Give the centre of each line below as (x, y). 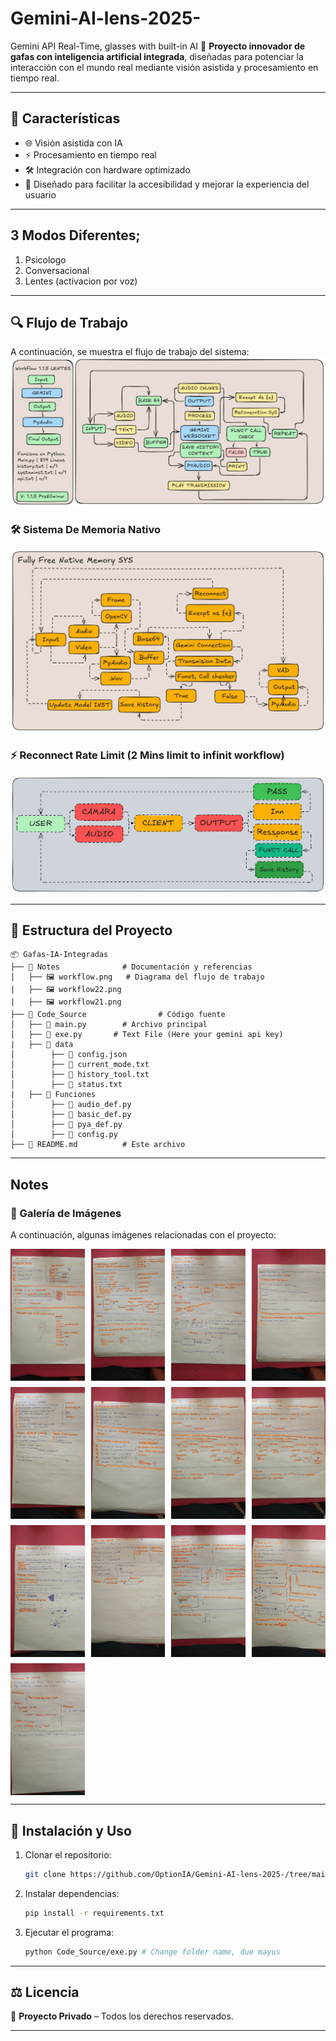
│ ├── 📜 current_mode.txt (80, 1065)
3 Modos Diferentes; (75, 235)
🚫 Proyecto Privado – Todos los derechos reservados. (122, 2016)
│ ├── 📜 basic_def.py (71, 1115)
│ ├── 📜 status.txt (66, 1085)
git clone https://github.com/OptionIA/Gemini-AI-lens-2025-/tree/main (177, 1874)
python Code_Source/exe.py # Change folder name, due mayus (152, 1952)
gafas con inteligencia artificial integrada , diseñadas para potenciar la (157, 56)
